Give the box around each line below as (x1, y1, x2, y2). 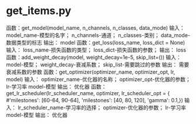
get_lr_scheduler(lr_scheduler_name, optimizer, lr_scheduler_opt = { (6, 89, 170, 96)
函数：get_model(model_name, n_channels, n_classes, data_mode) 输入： (6, 24, 185, 31)
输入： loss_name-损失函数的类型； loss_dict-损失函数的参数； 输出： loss (6, 46, 187, 53)
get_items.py (6, 4, 72, 18)
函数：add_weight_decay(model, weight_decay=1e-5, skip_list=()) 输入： (6, 53, 182, 61)
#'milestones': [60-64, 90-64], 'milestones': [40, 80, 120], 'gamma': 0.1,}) (6, 96, 184, 103)
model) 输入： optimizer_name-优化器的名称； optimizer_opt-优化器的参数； (6, 75, 191, 83)
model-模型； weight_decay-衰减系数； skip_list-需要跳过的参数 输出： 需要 (6, 61, 190, 68)
